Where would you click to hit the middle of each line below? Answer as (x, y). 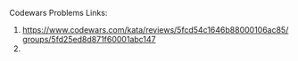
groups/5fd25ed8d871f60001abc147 (89, 39)
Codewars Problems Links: (58, 13)
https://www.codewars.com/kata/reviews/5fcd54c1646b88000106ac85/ (155, 30)
